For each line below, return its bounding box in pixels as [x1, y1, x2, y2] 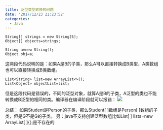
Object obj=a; [5, 52, 35, 57]
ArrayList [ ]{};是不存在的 [5, 119, 55, 126]
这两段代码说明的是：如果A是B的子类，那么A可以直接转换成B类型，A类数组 [5, 61, 159, 67]
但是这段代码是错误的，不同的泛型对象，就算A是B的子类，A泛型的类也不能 [5, 91, 157, 97]
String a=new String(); [5, 47, 54, 52]
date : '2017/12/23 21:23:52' [5, 12, 65, 17]
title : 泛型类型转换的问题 [5, 7, 54, 12]
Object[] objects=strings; [5, 39, 61, 44]
